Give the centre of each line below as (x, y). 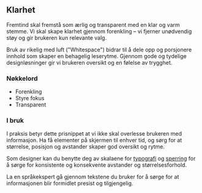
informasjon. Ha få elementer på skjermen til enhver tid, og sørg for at (94, 140)
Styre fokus (30, 98)
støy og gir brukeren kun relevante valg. (57, 38)
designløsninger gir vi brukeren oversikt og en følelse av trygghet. (89, 62)
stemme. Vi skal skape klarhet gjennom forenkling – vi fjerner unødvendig (99, 31)
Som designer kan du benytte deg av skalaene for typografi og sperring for (101, 159)
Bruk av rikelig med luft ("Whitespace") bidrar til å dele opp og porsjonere (99, 49)
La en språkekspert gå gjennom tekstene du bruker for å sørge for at (93, 177)
